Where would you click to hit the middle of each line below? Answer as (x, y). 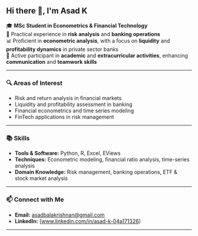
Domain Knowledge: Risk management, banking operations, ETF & (96, 172)
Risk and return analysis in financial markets (68, 98)
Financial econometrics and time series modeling (74, 111)
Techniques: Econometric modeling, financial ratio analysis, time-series (102, 160)
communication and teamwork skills (52, 62)
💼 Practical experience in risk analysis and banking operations (83, 34)
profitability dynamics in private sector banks (62, 49)
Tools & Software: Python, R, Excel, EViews (67, 153)
